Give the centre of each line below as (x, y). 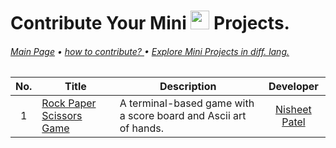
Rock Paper (69, 103)
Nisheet (293, 110)
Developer (293, 87)
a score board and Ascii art (183, 116)
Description (188, 87)
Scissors (62, 116)
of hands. (141, 128)
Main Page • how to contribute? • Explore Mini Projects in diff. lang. (150, 51)
